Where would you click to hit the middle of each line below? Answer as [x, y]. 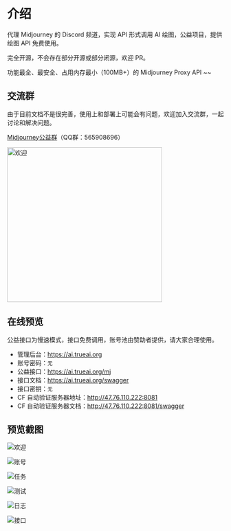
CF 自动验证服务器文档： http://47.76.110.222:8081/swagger [100, 406]
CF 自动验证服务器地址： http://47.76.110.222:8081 [87, 397]
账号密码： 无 [35, 362]
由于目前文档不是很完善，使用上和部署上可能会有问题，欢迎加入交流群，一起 [115, 113]
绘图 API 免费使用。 [35, 43]
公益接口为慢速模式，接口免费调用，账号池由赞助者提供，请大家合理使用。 [112, 339]
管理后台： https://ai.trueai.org [59, 354]
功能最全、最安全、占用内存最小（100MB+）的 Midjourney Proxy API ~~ [109, 72]
